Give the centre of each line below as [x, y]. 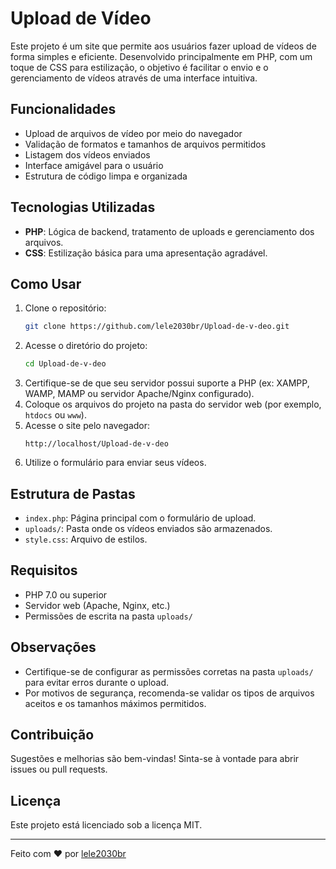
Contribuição [52, 734]
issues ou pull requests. [59, 769]
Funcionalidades [63, 109]
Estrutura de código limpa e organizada [106, 176]
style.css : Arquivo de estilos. [86, 539]
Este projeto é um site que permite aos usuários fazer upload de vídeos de [163, 46]
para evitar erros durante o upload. [97, 682]
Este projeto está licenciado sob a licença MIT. [106, 825]
